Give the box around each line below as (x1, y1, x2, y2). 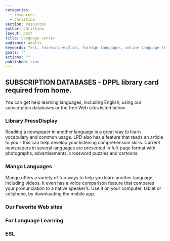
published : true (5, 59, 39, 64)
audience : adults (5, 41, 42, 46)
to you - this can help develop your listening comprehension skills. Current (5, 140, 160, 146)
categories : (5, 7, 30, 13)
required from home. (5, 86, 72, 94)
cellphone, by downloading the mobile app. (5, 190, 95, 196)
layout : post (5, 31, 33, 36)
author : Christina (5, 26, 44, 31)
